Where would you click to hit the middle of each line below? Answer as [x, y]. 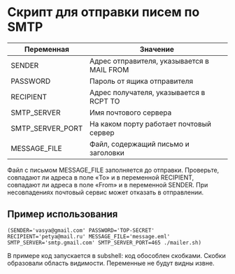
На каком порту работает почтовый [151, 124]
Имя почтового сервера [131, 113]
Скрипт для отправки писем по [104, 12]
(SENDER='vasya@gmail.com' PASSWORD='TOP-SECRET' [81, 230]
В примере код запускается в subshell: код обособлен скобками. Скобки [116, 255]
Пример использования [63, 214]
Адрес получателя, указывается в [148, 92]
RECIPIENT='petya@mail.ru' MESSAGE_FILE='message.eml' [89, 236]
